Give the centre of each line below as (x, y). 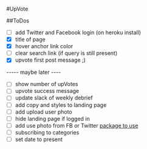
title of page (30, 40)
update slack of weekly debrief (54, 98)
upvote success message (47, 91)
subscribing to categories (47, 132)
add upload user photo (43, 112)
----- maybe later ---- (34, 72)
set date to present (39, 139)
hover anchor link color (44, 46)
